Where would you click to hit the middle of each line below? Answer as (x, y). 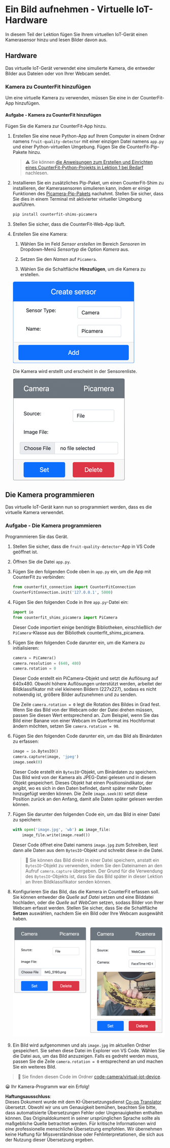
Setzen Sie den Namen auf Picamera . (59, 259)
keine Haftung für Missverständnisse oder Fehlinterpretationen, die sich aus (84, 1134)
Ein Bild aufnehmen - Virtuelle (70, 9)
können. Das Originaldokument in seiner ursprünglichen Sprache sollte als (83, 1118)
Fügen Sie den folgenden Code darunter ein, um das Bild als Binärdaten (87, 736)
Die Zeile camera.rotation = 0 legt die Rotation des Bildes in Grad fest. (87, 705)
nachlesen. (37, 173)
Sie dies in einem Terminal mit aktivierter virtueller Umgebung (77, 199)
